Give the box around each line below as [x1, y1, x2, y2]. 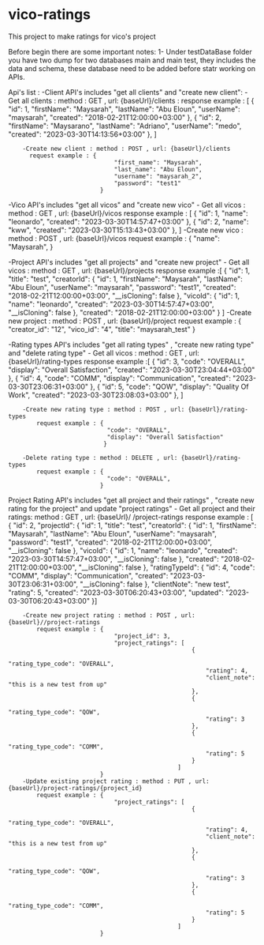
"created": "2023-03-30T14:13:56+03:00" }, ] [8, 129, 158, 139]
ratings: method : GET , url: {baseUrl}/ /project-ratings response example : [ [8, 512, 254, 521]
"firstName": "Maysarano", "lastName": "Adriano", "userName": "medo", [8, 121, 242, 130]
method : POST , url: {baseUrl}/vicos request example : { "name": [8, 233, 221, 243]
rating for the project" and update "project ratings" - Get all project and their [8, 503, 256, 513]
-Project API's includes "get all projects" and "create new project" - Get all [8, 257, 250, 266]
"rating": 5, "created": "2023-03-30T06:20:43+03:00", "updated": [8, 587, 225, 597]
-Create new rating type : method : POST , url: [22, 405, 185, 413]
